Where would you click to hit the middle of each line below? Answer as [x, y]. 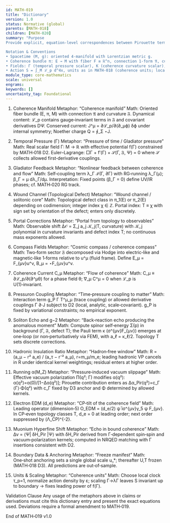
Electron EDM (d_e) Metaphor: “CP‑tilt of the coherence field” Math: [83, 403]
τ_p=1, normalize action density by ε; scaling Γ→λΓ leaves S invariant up [88, 480]
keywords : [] [19, 89]
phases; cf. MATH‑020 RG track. [47, 184]
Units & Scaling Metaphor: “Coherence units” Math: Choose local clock [87, 475]
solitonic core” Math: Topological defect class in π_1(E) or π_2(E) [79, 200]
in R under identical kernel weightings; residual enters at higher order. [85, 362]
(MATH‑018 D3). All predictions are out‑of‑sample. [65, 465]
